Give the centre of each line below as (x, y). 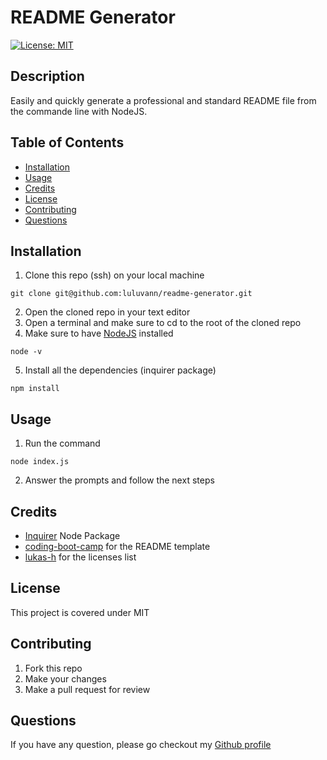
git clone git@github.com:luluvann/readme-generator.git (131, 294)
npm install (35, 389)
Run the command (62, 443)
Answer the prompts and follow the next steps (119, 480)
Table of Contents (67, 142)
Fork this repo (53, 668)
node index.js (40, 462)
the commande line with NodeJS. (79, 111)
